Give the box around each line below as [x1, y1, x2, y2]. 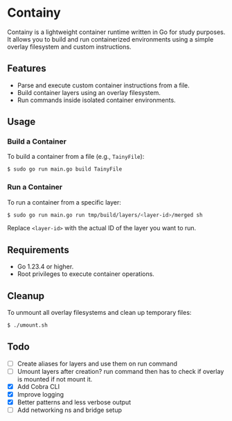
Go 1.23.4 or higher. [17, 262, 74, 271]
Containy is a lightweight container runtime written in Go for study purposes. [7, 28, 226, 36]
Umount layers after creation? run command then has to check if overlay [17, 367, 224, 375]
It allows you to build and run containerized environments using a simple [7, 35, 214, 43]
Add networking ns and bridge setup [17, 406, 123, 414]
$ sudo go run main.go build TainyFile [7, 166, 123, 173]
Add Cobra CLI [17, 382, 60, 390]
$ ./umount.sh [7, 322, 48, 329]
